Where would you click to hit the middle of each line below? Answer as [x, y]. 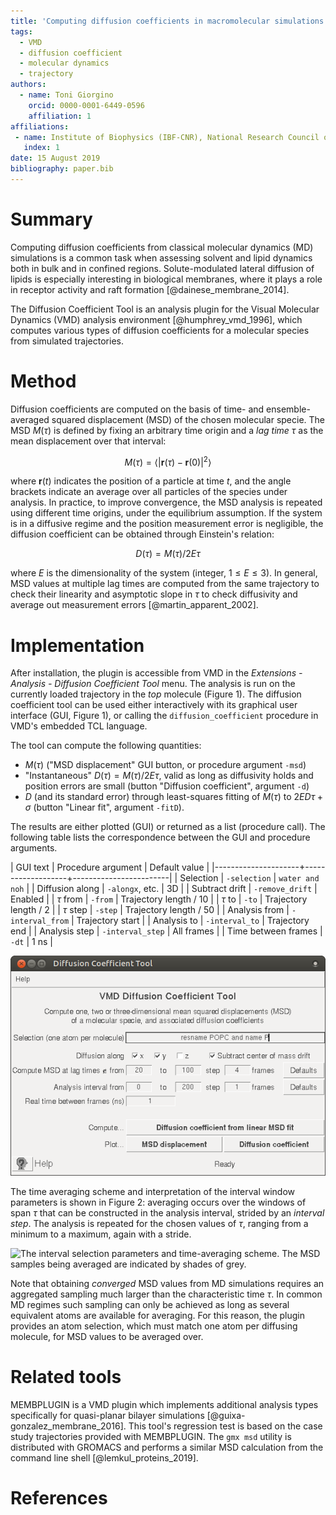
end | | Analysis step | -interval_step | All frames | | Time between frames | [166, 931]
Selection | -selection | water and [249, 878]
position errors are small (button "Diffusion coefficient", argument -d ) [167, 786]
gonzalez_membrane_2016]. [68, 1426]
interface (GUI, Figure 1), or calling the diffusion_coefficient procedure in [164, 716]
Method [43, 381]
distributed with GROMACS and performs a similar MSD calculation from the [167, 1447]
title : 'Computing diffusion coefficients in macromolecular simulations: [169, 21]
